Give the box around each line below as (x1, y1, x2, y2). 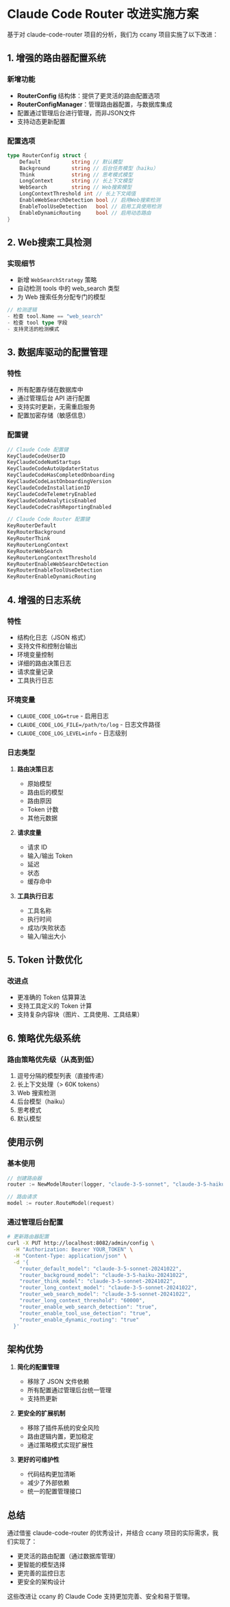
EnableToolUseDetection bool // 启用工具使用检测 (19, 203, 162, 210)
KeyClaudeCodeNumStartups (7, 459, 81, 466)
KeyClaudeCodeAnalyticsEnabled (7, 497, 97, 504)
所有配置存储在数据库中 (16, 386, 84, 394)
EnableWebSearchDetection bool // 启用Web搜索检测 (19, 197, 161, 204)
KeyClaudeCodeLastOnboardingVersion (7, 478, 112, 485)
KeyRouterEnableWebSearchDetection (7, 561, 109, 567)
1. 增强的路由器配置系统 (7, 52, 106, 64)
